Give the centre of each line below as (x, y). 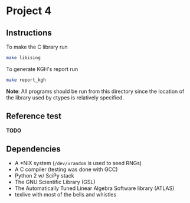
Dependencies (33, 149)
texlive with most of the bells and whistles (65, 195)
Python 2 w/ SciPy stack (44, 176)
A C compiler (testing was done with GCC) (66, 169)
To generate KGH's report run (42, 69)
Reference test (34, 116)
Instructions (29, 33)
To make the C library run (37, 47)
